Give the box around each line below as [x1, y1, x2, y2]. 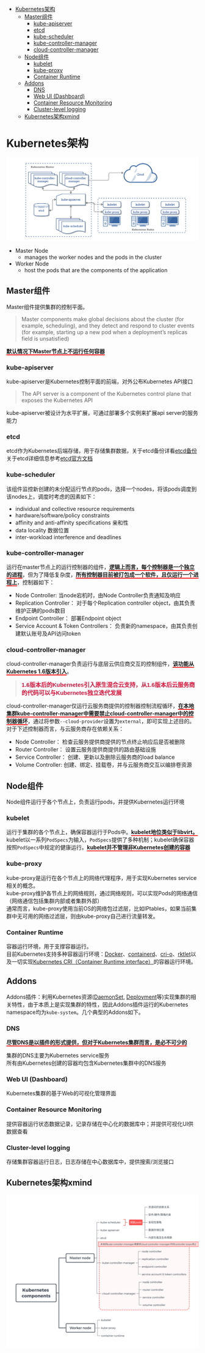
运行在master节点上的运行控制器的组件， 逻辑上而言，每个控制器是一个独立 [6, 563, 195, 570]
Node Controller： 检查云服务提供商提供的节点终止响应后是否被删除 [15, 738, 185, 745]
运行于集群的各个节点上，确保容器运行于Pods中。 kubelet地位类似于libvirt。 [6, 829, 198, 836]
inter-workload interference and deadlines [15, 533, 122, 540]
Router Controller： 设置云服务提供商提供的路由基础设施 [15, 746, 157, 753]
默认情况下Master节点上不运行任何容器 [6, 348, 106, 355]
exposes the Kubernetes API [21, 397, 93, 404]
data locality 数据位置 [15, 526, 69, 534]
